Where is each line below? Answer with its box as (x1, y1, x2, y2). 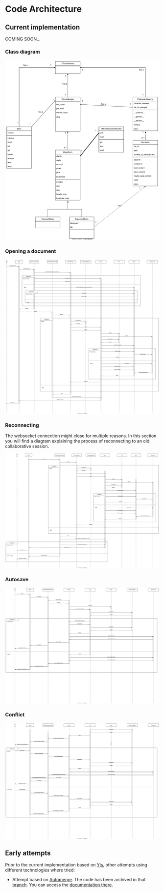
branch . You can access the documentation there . (12, 882, 114, 888)
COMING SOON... (5, 36, 41, 42)
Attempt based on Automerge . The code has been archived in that (12, 876, 146, 882)
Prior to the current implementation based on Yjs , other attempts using (5, 862, 148, 867)
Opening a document (5, 248, 56, 255)
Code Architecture (5, 3, 82, 15)
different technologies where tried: (5, 867, 75, 873)
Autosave (5, 576, 28, 583)
